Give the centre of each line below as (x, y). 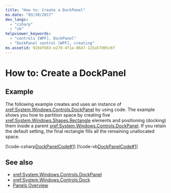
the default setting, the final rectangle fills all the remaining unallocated (80, 131)
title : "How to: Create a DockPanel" (45, 10)
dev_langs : (17, 19)
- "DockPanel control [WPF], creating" (52, 43)
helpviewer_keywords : (28, 34)
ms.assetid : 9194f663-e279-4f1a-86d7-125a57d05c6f (60, 48)
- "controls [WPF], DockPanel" (43, 39)
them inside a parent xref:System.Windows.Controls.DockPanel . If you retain (86, 126)
